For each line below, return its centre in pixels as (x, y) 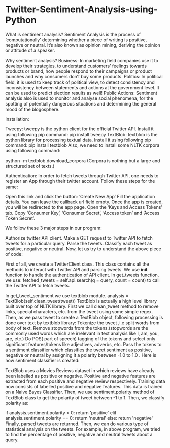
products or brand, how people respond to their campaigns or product (79, 71)
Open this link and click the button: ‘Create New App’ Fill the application (80, 196)
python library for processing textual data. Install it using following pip (78, 140)
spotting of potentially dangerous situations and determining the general (81, 103)
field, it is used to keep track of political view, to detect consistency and (80, 82)
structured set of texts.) (30, 166)
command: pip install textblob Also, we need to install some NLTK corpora (82, 145)
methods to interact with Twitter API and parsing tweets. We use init (77, 269)
